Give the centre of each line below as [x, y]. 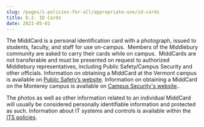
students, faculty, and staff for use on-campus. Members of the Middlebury [102, 47]
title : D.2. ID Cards [34, 18]
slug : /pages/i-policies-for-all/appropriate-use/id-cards [83, 12]
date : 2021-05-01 [28, 23]
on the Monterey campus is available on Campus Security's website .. [93, 86]
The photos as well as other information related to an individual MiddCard [99, 98]
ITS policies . [22, 117]
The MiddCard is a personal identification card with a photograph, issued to [101, 41]
